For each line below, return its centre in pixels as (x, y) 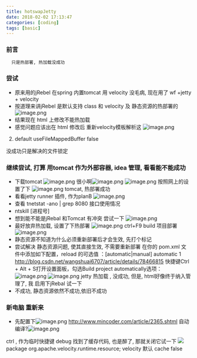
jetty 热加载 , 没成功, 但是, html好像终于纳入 (133, 276)
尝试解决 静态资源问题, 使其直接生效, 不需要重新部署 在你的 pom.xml (97, 247)
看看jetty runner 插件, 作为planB (53, 196)
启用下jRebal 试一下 (58, 284)
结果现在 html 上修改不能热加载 (52, 120)
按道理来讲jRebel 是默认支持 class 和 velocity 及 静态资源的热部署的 (96, 106)
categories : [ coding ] (33, 22)
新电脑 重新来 (25, 307)
